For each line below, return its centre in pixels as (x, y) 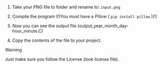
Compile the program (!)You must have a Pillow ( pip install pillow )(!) (85, 16)
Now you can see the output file (44, 26)
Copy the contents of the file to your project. (57, 40)
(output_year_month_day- (103, 26)
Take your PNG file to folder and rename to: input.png (66, 7)
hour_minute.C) (28, 31)
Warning (13, 50)
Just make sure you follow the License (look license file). (62, 59)
